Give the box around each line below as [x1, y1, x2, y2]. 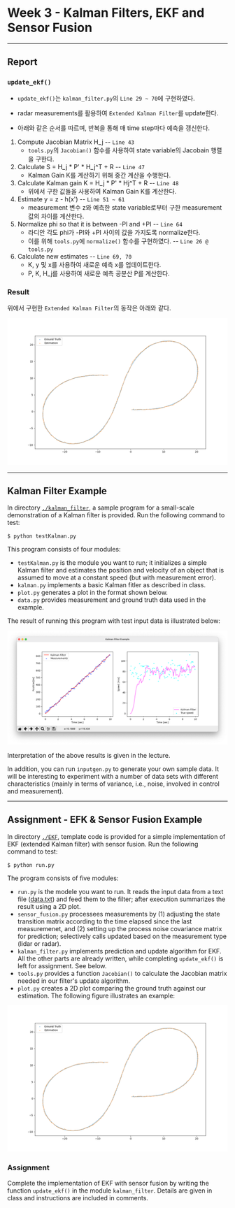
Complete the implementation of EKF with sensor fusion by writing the [7, 1179, 210, 1187]
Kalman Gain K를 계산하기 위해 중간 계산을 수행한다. [27, 171, 171, 179]
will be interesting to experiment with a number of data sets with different [7, 772, 219, 780]
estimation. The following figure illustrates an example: [17, 991, 176, 1000]
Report [7, 56, 38, 68]
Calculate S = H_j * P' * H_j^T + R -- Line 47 [17, 162, 145, 171]
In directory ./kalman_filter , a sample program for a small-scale [7, 503, 194, 512]
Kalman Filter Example [7, 484, 107, 497]
